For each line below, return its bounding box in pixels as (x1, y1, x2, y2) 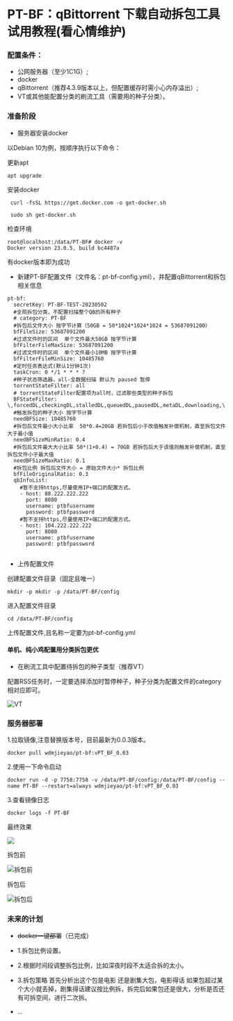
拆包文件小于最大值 (7, 451, 54, 458)
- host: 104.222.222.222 (19, 522, 92, 529)
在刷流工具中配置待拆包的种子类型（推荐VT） (17, 662, 148, 670)
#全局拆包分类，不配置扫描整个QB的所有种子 (13, 308, 122, 316)
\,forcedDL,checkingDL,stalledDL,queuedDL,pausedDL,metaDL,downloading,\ (7, 401, 226, 408)
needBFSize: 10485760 (13, 415, 77, 422)
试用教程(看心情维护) (7, 24, 127, 40)
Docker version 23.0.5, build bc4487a (7, 245, 120, 252)
